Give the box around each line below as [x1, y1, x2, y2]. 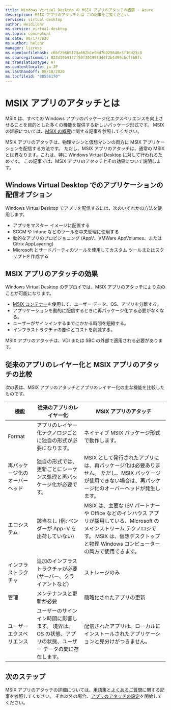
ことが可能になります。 [5, 290, 54, 297]
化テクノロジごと [36, 429, 77, 436]
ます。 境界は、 [36, 623, 74, 630]
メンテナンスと [36, 590, 73, 597]
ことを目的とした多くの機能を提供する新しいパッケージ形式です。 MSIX [14, 121, 164, 128]
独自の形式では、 [36, 458, 78, 465]
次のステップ [5, 672, 46, 681]
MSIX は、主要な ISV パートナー [83, 502, 160, 509]
